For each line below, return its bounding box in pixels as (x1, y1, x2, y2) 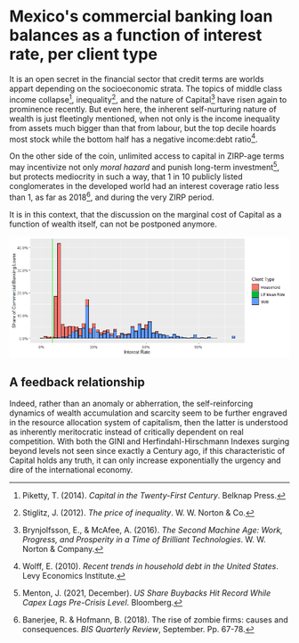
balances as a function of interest (9, 25, 263, 45)
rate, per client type (9, 45, 158, 64)
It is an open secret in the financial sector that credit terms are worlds (9, 73, 264, 84)
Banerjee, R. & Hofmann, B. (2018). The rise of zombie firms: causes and (21, 614, 289, 625)
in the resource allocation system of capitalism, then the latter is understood (9, 417, 288, 428)
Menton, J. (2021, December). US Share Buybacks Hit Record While (21, 588, 271, 598)
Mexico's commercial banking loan (9, 6, 273, 27)
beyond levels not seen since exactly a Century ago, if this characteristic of (9, 446, 286, 457)
